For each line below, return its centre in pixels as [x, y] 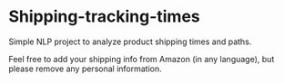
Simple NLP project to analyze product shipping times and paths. [130, 41]
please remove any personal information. [85, 69]
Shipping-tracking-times [105, 17]
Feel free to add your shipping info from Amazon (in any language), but [142, 59]
